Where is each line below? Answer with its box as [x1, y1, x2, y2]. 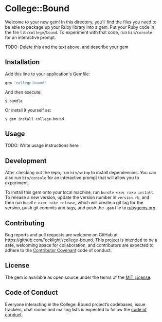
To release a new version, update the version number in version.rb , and [5, 195, 150, 200]
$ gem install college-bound [5, 116, 64, 122]
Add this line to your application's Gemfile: [5, 71, 90, 77]
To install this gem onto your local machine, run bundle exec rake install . [5, 189, 155, 195]
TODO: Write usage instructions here [5, 143, 79, 148]
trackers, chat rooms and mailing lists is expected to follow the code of [5, 306, 147, 312]
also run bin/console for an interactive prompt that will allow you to [5, 175, 140, 180]
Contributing [5, 219, 45, 227]
